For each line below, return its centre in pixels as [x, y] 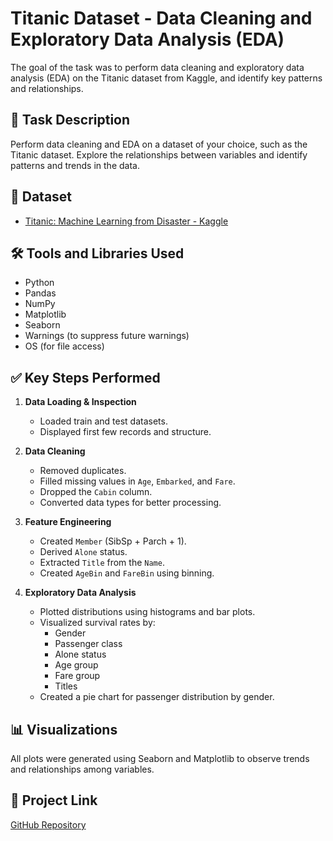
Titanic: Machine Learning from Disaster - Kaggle [126, 221]
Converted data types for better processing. [130, 503]
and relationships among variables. [82, 769]
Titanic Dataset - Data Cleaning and [161, 18]
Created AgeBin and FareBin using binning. [127, 573]
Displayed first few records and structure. [125, 432]
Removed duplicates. [83, 471]
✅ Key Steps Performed [85, 377]
